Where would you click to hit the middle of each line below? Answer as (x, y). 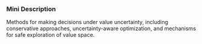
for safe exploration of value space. (50, 35)
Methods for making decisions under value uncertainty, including (87, 22)
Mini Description (31, 9)
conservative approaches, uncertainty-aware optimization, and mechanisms (101, 28)
